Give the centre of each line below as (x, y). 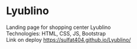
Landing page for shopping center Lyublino (58, 27)
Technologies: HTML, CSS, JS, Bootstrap (56, 33)
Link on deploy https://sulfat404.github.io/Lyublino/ (68, 40)
